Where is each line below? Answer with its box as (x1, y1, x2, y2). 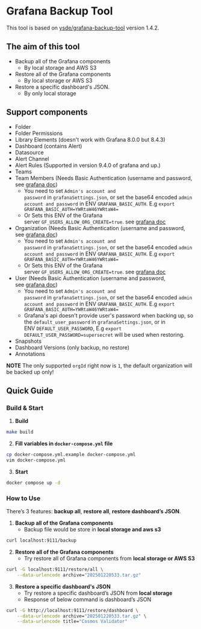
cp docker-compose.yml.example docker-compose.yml (6, 452, 136, 458)
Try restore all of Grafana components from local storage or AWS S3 (23, 554, 195, 562)
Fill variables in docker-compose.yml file (14, 440, 113, 447)
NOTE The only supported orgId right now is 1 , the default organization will (6, 361, 193, 369)
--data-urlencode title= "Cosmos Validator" (17, 619, 128, 625)
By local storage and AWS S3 (23, 64, 97, 71)
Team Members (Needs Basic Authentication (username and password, (14, 174, 193, 181)
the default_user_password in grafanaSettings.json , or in (23, 318, 165, 325)
